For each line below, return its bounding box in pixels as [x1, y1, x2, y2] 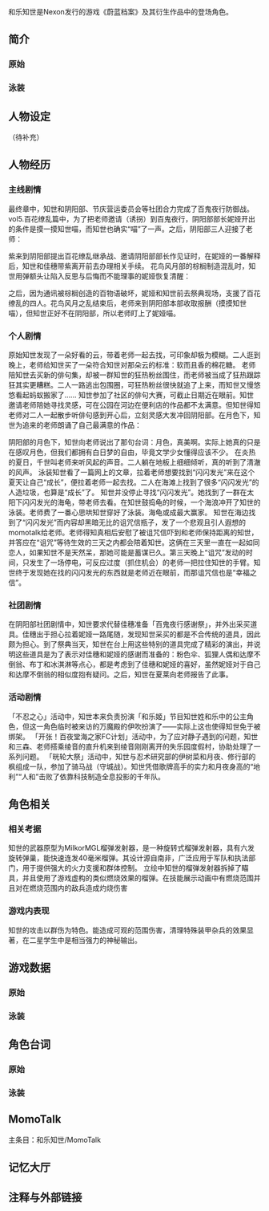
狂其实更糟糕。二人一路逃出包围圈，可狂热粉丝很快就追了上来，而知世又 [8, 380, 247, 390]
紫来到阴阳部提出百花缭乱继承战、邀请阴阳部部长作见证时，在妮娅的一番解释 [8, 251, 261, 261]
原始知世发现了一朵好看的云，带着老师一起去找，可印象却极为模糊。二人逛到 [8, 350, 261, 360]
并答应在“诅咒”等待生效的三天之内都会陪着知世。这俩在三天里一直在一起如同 [8, 538, 260, 547]
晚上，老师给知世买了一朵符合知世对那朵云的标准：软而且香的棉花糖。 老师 [8, 360, 256, 370]
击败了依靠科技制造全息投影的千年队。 [38, 771, 166, 781]
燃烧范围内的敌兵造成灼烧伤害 [29, 884, 128, 893]
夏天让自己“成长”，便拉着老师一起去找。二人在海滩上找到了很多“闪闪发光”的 [8, 477, 259, 487]
